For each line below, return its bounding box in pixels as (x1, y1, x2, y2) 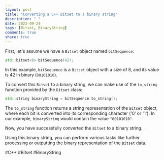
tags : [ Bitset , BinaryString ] (5, 26, 67, 31)
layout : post (5, 7, 32, 12)
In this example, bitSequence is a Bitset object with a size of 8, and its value (5, 66, 159, 72)
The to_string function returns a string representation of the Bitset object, (5, 105, 158, 111)
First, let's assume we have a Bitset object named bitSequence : (5, 48, 134, 54)
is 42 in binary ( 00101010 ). (5, 72, 58, 78)
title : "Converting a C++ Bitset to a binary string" (5, 12, 118, 17)
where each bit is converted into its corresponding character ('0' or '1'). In (5, 110, 155, 116)
